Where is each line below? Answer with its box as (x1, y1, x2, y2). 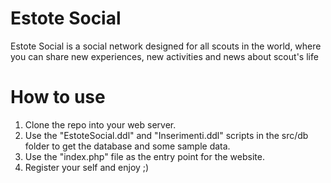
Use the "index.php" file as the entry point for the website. (24, 150, 265, 162)
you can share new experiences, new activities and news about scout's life (10, 50, 319, 62)
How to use (10, 86, 106, 109)
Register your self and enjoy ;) (24, 161, 150, 173)
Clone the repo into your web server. (24, 118, 177, 131)
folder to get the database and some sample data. (24, 140, 231, 152)
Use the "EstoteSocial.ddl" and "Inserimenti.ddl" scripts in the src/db (24, 129, 309, 141)
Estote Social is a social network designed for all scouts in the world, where (10, 40, 322, 52)
